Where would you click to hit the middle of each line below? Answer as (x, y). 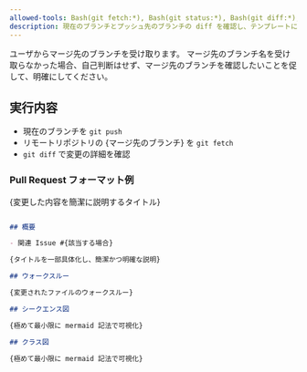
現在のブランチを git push (73, 131)
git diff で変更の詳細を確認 (76, 154)
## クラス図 (29, 342)
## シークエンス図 (40, 309)
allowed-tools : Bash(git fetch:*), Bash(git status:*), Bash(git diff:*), (155, 18)
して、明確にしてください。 (61, 76)
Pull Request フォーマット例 (72, 181)
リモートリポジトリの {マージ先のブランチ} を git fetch (128, 143)
